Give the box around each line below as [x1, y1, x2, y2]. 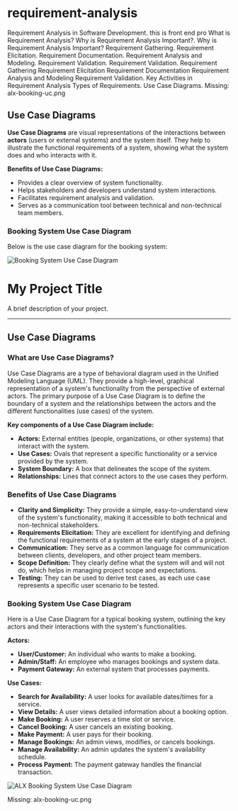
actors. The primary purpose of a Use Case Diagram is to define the [7, 392, 205, 400]
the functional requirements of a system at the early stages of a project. [17, 536, 227, 544]
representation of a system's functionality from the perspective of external [7, 384, 225, 392]
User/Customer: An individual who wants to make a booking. [17, 650, 197, 658]
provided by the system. [17, 456, 89, 465]
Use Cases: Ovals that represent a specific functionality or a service [17, 449, 217, 458]
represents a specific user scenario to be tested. [17, 580, 159, 590]
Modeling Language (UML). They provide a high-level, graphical [7, 376, 195, 385]
